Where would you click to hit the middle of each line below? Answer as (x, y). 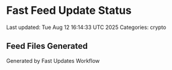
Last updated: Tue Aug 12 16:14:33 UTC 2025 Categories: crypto (86, 27)
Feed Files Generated (47, 46)
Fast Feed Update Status (69, 11)
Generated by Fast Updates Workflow (53, 60)
